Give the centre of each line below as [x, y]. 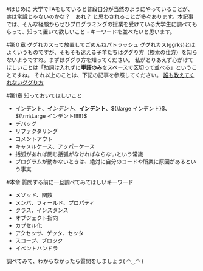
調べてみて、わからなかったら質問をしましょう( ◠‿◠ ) [75, 261]
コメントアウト [34, 139]
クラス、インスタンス [42, 210]
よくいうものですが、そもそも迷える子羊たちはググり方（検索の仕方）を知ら [102, 52]
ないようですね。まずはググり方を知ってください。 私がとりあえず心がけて [100, 60]
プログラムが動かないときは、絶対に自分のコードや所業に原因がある [100, 162]
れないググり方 [25, 83]
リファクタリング [36, 131]
